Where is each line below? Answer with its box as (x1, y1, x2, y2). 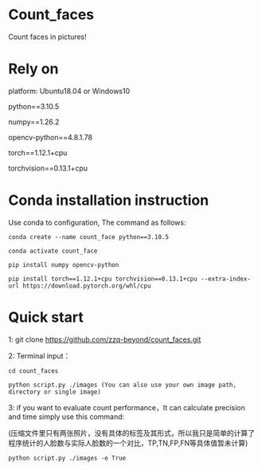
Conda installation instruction (8, 191, 209, 210)
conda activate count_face (8, 247, 98, 255)
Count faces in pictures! (8, 32, 88, 41)
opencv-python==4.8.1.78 (8, 132, 93, 142)
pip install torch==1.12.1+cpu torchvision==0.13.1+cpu (8, 275, 197, 283)
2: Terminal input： (8, 351, 71, 360)
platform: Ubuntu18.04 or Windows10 (8, 86, 131, 96)
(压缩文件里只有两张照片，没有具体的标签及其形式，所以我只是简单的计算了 (8, 428, 256, 437)
